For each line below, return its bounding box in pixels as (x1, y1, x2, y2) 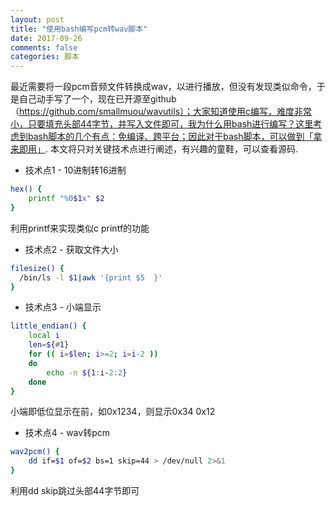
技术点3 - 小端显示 (24, 301, 102, 313)
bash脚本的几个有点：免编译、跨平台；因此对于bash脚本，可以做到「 (27, 131, 314, 143)
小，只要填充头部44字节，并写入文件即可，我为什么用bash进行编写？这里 (10, 118, 314, 130)
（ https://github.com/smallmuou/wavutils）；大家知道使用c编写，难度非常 (10, 106, 313, 118)
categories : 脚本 (10, 52, 80, 62)
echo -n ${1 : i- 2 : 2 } (46, 367, 128, 378)
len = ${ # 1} (28, 340, 70, 350)
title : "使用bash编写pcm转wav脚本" (10, 24, 148, 34)
